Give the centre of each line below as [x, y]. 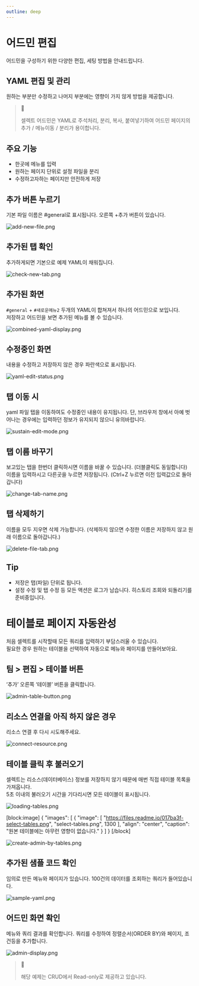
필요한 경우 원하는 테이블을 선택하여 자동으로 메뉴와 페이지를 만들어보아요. [92, 648]
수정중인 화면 [29, 349]
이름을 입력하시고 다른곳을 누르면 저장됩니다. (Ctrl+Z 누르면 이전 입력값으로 [93, 475]
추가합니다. [35, 941]
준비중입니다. [30, 597]
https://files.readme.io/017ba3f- [145, 818]
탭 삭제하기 [25, 514]
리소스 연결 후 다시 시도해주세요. [44, 732]
